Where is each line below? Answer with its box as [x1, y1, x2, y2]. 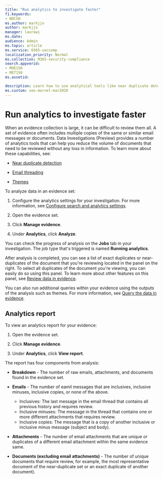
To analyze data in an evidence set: [5, 188, 76, 194]
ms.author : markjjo [5, 20, 45, 26]
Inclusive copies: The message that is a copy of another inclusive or [19, 419, 155, 425]
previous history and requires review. [19, 404, 94, 410]
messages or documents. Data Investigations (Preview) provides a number [5, 135, 154, 141]
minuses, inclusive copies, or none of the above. [12, 389, 109, 395]
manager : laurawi [5, 30, 40, 34]
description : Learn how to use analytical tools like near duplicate [5, 83, 149, 88]
